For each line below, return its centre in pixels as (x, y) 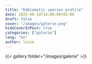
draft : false (19, 19)
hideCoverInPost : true (29, 28)
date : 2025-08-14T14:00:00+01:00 (40, 14)
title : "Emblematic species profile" (44, 10)
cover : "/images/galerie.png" (37, 24)
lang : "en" (16, 38)
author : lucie (20, 42)
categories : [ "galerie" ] (31, 33)
